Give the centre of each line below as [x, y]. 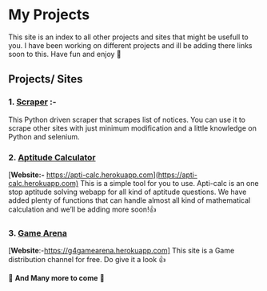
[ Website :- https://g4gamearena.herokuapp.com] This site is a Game [122, 251]
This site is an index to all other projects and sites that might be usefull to [129, 37]
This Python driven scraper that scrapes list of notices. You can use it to [127, 119]
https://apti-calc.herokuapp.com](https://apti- [122, 175]
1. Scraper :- [32, 102]
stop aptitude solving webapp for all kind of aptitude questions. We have [128, 192]
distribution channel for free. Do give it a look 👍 [87, 260]
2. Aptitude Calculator [52, 157]
